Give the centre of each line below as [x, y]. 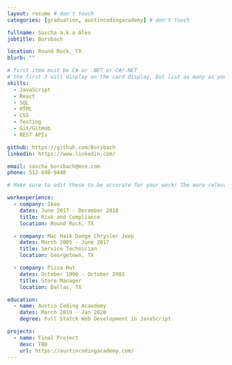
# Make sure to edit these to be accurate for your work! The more [106, 185]
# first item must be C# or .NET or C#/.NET [72, 71]
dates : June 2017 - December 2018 [69, 211]
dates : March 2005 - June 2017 [65, 242]
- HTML [23, 109]
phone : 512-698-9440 [37, 173]
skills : [18, 83]
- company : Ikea [37, 204]
